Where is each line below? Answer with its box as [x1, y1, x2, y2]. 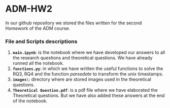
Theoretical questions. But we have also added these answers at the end [12, 92, 165, 99]
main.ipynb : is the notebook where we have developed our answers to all [12, 49, 165, 56]
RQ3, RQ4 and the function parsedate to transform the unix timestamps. [12, 71, 163, 77]
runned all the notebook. [12, 60, 64, 66]
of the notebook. [12, 98, 48, 104]
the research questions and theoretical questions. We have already [12, 55, 153, 61]
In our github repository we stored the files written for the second [5, 20, 142, 26]
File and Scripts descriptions [5, 38, 78, 45]
